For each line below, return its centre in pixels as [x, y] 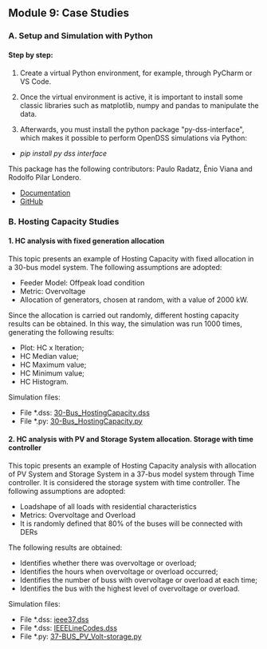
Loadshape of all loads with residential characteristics [108, 506]
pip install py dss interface [63, 153]
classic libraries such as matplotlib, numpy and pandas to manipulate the [139, 105]
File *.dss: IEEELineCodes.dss [69, 627]
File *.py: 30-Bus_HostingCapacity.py [81, 421]
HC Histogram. [44, 381]
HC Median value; [49, 356]
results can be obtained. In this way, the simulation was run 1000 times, [126, 324]
